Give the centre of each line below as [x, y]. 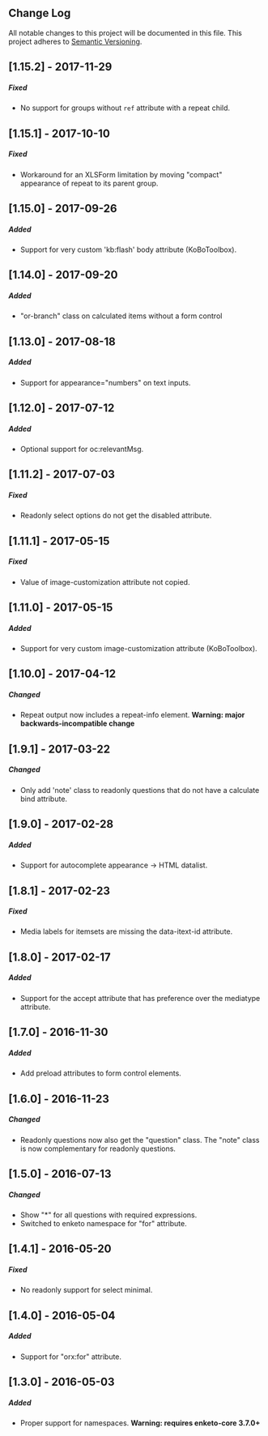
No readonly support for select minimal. [86, 1290]
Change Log [40, 13]
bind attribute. [43, 799]
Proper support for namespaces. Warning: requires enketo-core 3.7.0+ [140, 1423]
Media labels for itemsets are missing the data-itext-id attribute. [126, 931]
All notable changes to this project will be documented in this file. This [125, 32]
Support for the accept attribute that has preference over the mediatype [140, 998]
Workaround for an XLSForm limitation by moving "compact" [121, 174]
